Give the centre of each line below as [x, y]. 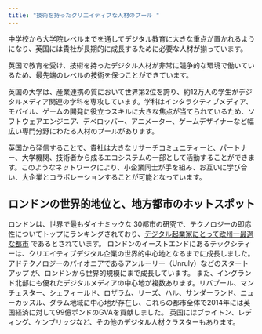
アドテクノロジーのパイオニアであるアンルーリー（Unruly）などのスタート [129, 263]
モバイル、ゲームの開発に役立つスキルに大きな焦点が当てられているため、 [128, 111]
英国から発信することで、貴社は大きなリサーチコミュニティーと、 [114, 147]
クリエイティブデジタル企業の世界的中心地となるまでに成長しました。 [142, 254]
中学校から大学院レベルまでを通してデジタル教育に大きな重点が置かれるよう [132, 38]
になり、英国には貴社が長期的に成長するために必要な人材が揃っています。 [128, 49]
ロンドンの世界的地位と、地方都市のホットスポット [132, 204]
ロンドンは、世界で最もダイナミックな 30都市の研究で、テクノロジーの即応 [130, 224]
